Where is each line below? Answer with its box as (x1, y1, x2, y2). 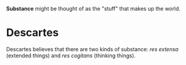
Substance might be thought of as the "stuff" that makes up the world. (6, 5, 181, 12)
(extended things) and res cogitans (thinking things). (6, 52, 136, 59)
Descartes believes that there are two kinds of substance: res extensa (6, 45, 179, 52)
